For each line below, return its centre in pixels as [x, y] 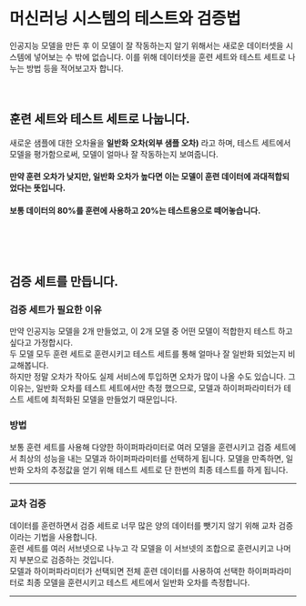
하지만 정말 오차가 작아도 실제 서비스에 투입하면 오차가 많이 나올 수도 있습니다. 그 [153, 377]
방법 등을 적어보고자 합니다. [75, 68]
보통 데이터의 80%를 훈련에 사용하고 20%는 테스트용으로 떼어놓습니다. [135, 210]
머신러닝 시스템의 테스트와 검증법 [125, 19]
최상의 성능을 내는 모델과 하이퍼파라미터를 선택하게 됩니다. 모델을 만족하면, [151, 458]
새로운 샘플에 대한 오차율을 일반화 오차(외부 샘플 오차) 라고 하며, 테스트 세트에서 [150, 143]
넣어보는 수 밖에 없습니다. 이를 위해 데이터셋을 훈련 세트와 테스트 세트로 [160, 56]
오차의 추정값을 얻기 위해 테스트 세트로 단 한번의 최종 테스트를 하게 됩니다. [157, 470]
